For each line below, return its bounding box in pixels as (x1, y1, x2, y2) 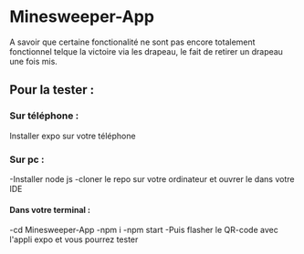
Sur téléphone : (9, 109, 79, 122)
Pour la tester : (9, 82, 95, 97)
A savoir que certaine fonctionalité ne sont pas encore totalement (9, 36, 256, 47)
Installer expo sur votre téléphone (9, 130, 136, 141)
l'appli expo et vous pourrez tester (9, 234, 139, 245)
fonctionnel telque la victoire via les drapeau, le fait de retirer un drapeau (9, 46, 283, 56)
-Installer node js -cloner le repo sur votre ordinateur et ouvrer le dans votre (9, 173, 295, 184)
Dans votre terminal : (9, 204, 91, 215)
